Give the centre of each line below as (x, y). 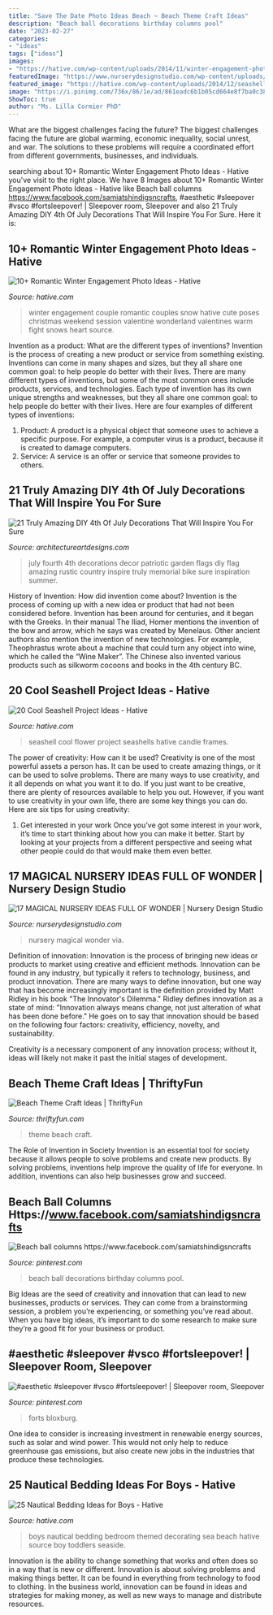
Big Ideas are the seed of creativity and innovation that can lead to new (128, 1294)
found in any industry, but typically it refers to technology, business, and (129, 973)
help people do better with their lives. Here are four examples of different (131, 406)
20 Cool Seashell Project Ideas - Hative (109, 690)
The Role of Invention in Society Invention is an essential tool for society (129, 1150)
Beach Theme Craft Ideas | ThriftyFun (106, 1083)
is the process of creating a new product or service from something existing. (136, 354)
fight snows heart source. (71, 329)
